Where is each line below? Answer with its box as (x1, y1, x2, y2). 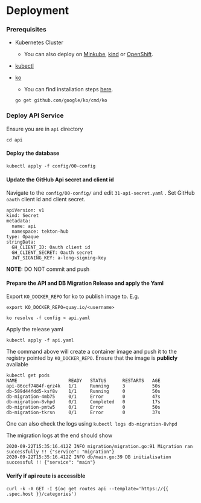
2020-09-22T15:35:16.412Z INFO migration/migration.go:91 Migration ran (6, 444, 193, 450)
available (6, 361, 29, 368)
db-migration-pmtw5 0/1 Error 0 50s (6, 404, 161, 411)
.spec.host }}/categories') (6, 491, 77, 497)
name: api (11, 223, 36, 230)
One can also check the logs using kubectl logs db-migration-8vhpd (6, 420, 177, 427)
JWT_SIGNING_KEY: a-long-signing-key (11, 255, 107, 261)
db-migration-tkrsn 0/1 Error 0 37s (6, 409, 161, 416)
